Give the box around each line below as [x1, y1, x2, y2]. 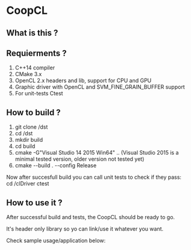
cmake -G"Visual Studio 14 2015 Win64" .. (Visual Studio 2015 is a [14, 149, 179, 156]
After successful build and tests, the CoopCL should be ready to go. [6, 214, 175, 221]
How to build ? [6, 107, 61, 118]
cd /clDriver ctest [6, 180, 49, 187]
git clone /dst [14, 123, 48, 130]
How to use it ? [6, 197, 63, 208]
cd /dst [14, 130, 33, 137]
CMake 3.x [14, 71, 42, 78]
